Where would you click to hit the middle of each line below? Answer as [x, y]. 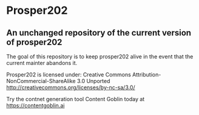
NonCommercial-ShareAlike [41, 81]
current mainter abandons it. [42, 63]
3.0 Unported [93, 81]
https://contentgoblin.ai [35, 105]
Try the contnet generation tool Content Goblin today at [76, 99]
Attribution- [147, 75]
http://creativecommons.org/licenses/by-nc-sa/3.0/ [71, 87]
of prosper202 [34, 42]
